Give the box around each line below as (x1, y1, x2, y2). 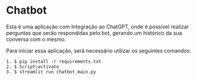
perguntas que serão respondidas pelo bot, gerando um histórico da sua (6, 29, 182, 36)
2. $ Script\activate (6, 63, 60, 70)
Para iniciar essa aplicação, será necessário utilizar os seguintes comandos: (6, 47, 192, 54)
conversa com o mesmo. (6, 35, 67, 43)
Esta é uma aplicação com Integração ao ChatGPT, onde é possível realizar (6, 23, 189, 30)
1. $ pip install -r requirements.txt (6, 59, 101, 64)
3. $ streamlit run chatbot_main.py (6, 69, 96, 74)
